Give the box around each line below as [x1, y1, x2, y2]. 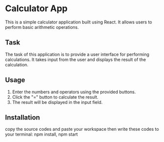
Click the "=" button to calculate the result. [12, 94, 99, 100]
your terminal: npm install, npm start [5, 131, 78, 137]
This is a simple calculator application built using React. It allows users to [5, 19, 153, 25]
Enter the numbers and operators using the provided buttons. [12, 89, 136, 95]
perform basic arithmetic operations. [5, 24, 79, 30]
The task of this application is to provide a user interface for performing [5, 51, 149, 57]
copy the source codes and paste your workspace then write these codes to [5, 126, 159, 132]
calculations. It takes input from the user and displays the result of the [5, 57, 146, 62]
